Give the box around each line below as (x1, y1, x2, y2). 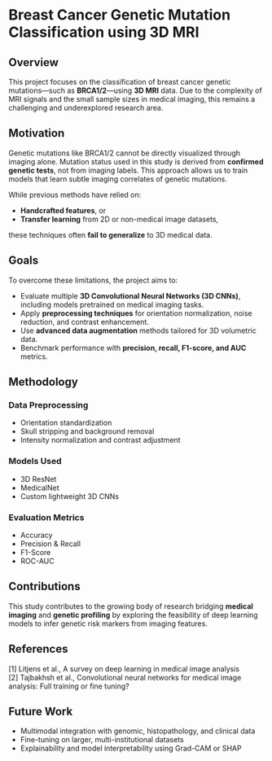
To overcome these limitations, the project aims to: (8, 275, 178, 285)
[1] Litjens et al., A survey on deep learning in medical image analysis (8, 663, 240, 673)
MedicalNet (20, 483, 59, 492)
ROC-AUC (20, 556, 55, 566)
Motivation (8, 126, 65, 140)
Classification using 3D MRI (8, 23, 200, 42)
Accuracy (20, 530, 53, 540)
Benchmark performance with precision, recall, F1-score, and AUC (20, 343, 247, 352)
